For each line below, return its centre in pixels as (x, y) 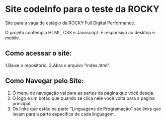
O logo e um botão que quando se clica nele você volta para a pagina (83, 98)
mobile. (13, 38)
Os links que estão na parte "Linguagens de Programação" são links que (87, 109)
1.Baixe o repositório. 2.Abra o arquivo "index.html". (58, 65)
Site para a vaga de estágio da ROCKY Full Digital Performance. (70, 23)
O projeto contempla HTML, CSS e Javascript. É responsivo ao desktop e (80, 32)
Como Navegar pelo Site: (44, 81)
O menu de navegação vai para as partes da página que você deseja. (83, 93)
